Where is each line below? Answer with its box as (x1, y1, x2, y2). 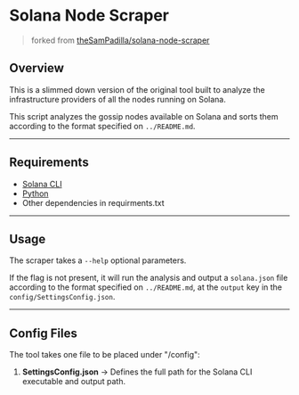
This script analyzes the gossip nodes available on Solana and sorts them (9, 111, 279, 121)
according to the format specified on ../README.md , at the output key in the (9, 282, 283, 292)
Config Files (9, 325, 77, 341)
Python (21, 188, 49, 199)
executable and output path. (21, 376, 126, 387)
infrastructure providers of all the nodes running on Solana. (9, 94, 227, 104)
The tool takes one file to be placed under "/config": (9, 350, 200, 360)
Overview (9, 61, 65, 76)
